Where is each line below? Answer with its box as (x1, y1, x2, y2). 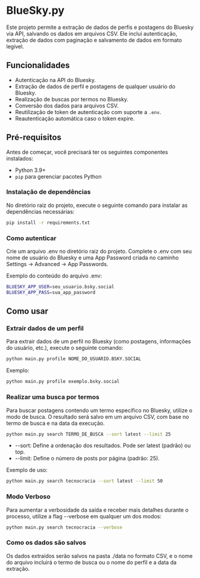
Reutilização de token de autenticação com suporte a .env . (14, 108, 161, 115)
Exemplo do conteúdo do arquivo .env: (6, 272, 102, 279)
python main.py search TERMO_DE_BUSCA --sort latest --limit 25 (6, 431, 171, 437)
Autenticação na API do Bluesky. (14, 76, 96, 83)
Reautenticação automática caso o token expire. (14, 115, 135, 122)
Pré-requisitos (6, 132, 62, 142)
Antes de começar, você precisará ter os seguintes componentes (6, 148, 169, 156)
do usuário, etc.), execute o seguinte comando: (6, 345, 123, 352)
